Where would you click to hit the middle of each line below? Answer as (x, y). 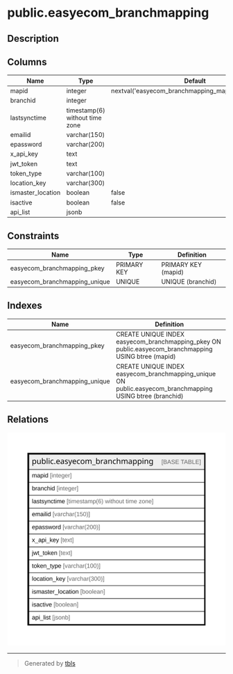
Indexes (25, 306)
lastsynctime (28, 118)
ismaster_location (35, 193)
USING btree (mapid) (146, 357)
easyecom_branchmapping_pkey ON (169, 342)
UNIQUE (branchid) (189, 282)
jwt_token (24, 163)
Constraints (33, 235)
